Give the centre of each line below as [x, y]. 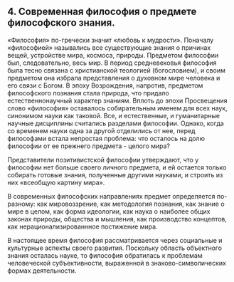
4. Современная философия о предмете [102, 12]
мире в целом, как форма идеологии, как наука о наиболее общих [109, 211]
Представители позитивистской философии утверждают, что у [103, 160]
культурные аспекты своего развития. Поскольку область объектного [115, 248]
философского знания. [61, 23]
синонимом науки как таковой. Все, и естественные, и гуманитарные [114, 115]
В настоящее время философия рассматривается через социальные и [115, 240]
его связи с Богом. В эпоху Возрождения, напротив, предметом [105, 85]
